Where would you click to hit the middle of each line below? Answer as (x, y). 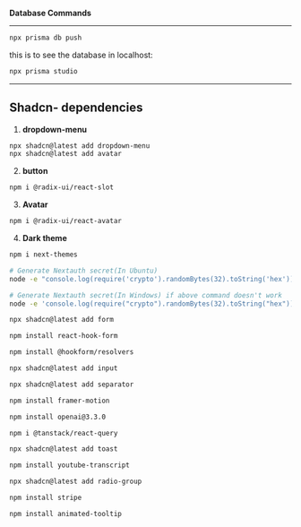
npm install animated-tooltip (66, 514)
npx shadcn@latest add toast (64, 449)
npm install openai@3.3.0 (57, 417)
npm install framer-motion (60, 401)
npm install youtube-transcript (69, 465)
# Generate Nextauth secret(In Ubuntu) (84, 271)
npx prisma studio (43, 71)
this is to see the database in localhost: (82, 55)
